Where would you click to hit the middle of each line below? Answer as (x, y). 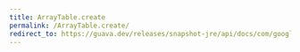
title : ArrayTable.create (57, 17)
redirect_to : (33, 33)
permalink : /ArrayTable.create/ (69, 26)
